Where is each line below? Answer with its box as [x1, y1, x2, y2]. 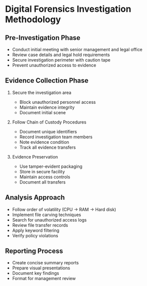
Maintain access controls [19, 174, 71, 180]
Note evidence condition [19, 139, 70, 145]
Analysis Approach [5, 193, 65, 202]
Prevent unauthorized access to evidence [12, 63, 97, 68]
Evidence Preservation [12, 154, 58, 159]
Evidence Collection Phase [5, 76, 89, 85]
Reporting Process [5, 247, 63, 255]
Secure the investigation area [12, 90, 72, 95]
